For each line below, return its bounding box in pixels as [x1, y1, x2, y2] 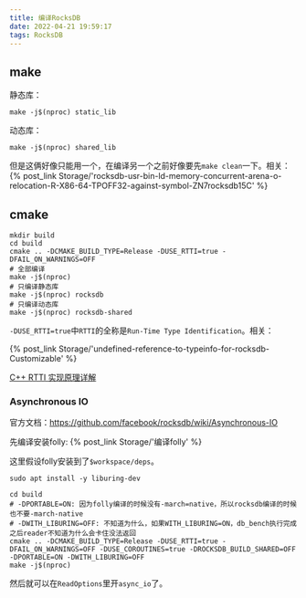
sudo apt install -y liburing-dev [9, 474, 142, 484]
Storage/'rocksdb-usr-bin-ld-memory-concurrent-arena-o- [58, 171, 282, 182]
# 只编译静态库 [9, 282, 59, 291]
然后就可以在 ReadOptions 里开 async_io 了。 [9, 578, 168, 589]
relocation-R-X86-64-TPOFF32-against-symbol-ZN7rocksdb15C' [9, 180, 255, 192]
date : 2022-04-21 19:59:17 [9, 22, 112, 31]
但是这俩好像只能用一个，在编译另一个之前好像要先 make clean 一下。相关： [9, 161, 290, 172]
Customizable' [9, 353, 64, 363]
